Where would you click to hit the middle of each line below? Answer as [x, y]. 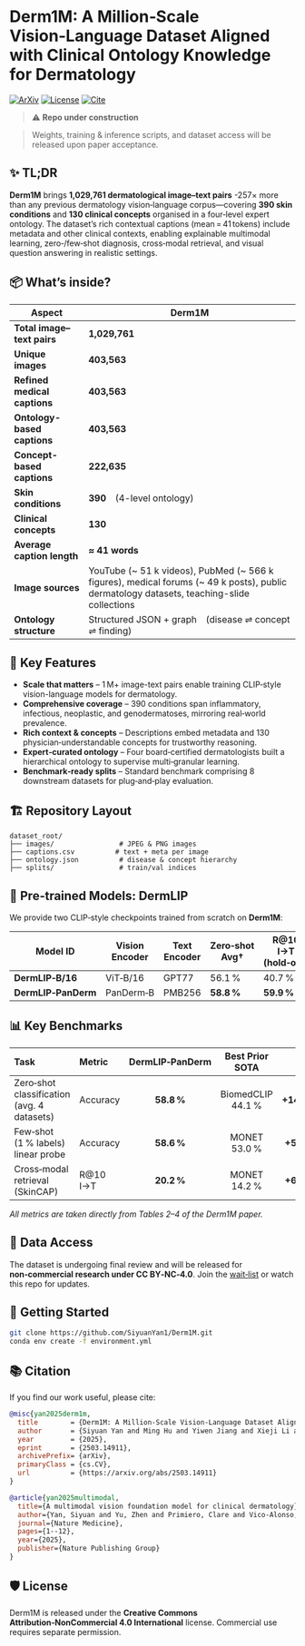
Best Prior [247, 1056]
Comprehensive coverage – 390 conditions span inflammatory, [142, 704]
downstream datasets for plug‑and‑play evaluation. [118, 781]
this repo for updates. [50, 1283]
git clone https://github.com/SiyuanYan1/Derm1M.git [111, 1333]
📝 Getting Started [59, 1313]
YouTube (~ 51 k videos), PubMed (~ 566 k [181, 571]
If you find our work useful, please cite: [83, 1397]
